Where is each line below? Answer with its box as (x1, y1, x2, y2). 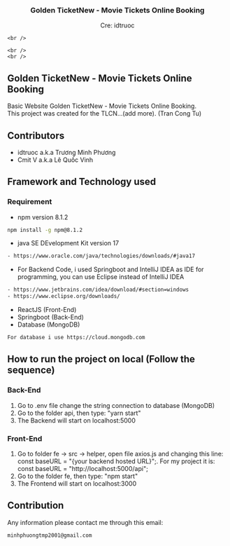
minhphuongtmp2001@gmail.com (7, 531, 92, 539)
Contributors (7, 130, 65, 142)
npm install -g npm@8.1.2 (7, 226, 82, 233)
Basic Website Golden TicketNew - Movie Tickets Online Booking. (7, 102, 197, 110)
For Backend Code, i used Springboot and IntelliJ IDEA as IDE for (17, 265, 204, 274)
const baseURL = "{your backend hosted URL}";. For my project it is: (17, 457, 215, 465)
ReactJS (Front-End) (17, 306, 77, 314)
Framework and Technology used (7, 176, 157, 188)
